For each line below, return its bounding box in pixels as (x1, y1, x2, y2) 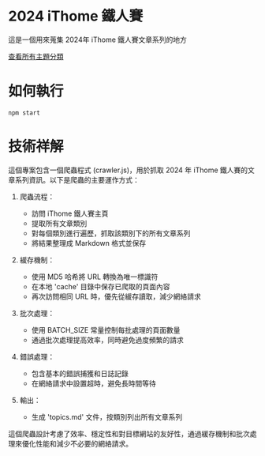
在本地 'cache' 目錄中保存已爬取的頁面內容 (31, 281, 171, 291)
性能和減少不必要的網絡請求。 (35, 439, 132, 448)
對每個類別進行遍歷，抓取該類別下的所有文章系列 (31, 228, 191, 238)
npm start (8, 108, 41, 117)
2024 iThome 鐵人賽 (8, 7, 144, 25)
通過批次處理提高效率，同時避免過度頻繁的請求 (31, 335, 184, 345)
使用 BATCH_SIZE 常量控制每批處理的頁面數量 (31, 325, 181, 334)
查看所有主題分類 (8, 51, 64, 61)
